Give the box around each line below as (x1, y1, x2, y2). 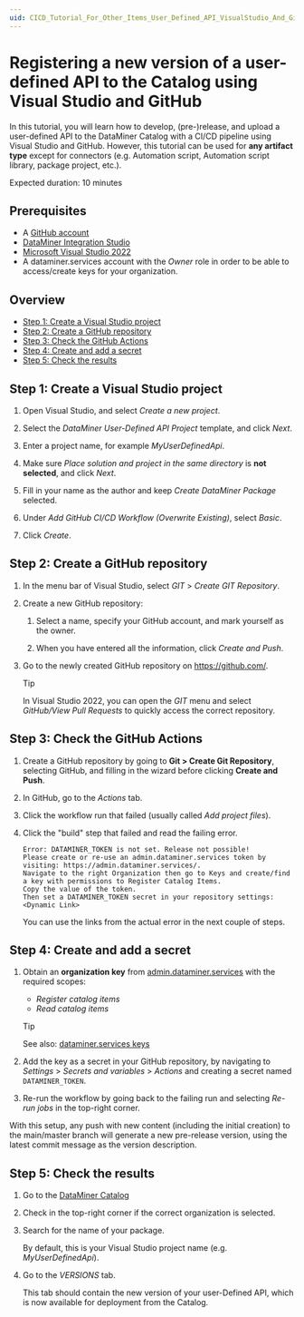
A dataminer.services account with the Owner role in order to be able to (22, 256, 290, 268)
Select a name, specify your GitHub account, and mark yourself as (35, 615, 284, 626)
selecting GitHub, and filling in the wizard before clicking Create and (22, 765, 279, 776)
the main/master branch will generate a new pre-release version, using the (9, 1130, 288, 1141)
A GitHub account (22, 228, 90, 239)
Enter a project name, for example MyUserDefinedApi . (22, 441, 225, 451)
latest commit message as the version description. (9, 1139, 197, 1150)
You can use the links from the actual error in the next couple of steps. (22, 916, 286, 927)
